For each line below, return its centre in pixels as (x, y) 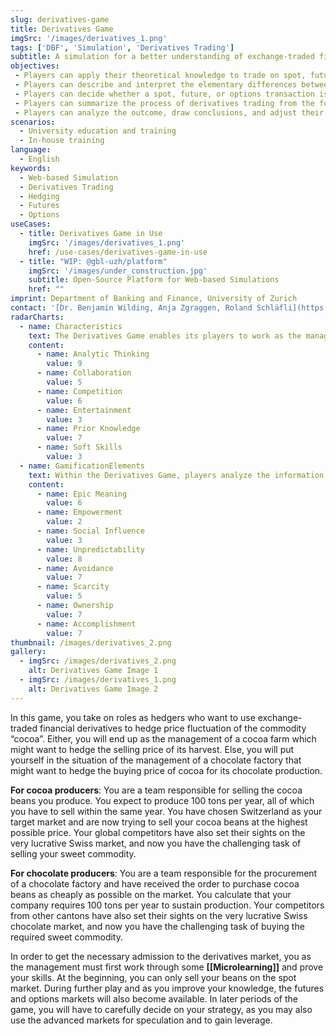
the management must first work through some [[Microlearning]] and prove (167, 967)
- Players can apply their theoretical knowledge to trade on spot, (160, 76)
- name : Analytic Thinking (93, 354)
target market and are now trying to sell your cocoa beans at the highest (159, 822)
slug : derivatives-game (60, 19)
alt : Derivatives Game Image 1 (93, 671)
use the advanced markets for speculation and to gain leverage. (141, 1020)
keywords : (31, 168)
